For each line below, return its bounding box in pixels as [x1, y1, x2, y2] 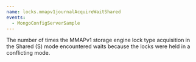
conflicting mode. [6, 49, 51, 57]
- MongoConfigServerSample [12, 20, 80, 26]
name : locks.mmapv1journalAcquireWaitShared [6, 8, 121, 15]
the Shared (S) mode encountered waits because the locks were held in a [6, 43, 191, 50]
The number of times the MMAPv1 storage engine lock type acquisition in [6, 37, 191, 44]
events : [6, 14, 26, 20]
